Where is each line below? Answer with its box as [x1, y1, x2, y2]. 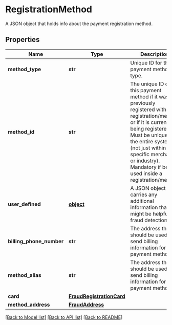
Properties [5, 35, 40, 44]
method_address [8, 301, 50, 308]
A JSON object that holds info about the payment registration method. [5, 20, 153, 27]
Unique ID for [130, 59, 162, 66]
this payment [130, 86, 162, 94]
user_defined [8, 201, 41, 208]
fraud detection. [130, 216, 169, 224]
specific [130, 150, 150, 158]
